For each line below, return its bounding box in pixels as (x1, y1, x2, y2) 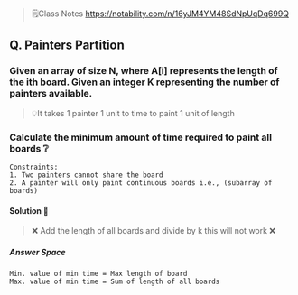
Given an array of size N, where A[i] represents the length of (9, 65, 278, 78)
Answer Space (9, 246, 66, 257)
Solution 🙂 (9, 205, 49, 216)
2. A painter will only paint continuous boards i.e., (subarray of (9, 178, 273, 188)
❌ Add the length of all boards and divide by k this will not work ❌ (31, 226, 276, 236)
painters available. (9, 88, 93, 100)
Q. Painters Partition (9, 38, 125, 53)
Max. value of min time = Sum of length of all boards (9, 277, 220, 287)
